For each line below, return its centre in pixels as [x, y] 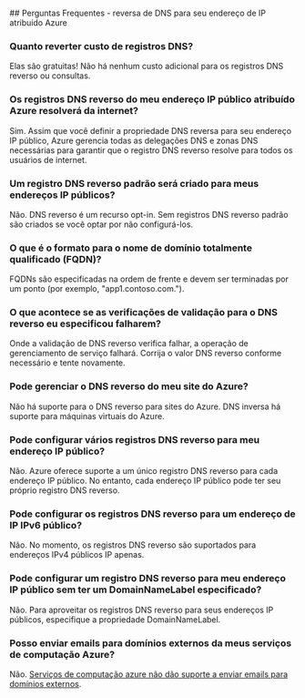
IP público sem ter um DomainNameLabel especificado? [136, 590]
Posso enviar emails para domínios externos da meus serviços [151, 642]
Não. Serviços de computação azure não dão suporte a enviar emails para [149, 674]
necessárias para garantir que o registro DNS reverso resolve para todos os [151, 150]
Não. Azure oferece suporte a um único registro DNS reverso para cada [144, 471]
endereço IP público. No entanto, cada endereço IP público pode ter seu [145, 481]
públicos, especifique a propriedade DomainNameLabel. [115, 619]
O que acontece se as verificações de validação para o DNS [143, 313]
